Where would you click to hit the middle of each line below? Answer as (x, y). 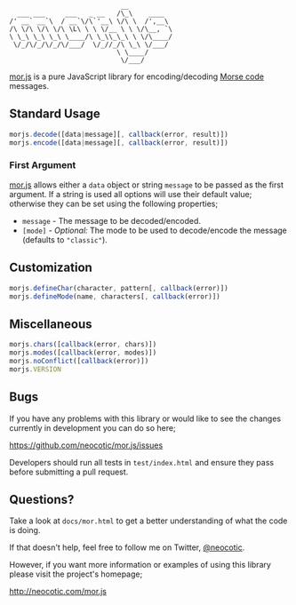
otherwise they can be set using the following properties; (114, 203)
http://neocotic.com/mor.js (58, 592)
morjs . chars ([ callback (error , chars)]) (83, 345)
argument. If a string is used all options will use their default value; (131, 194)
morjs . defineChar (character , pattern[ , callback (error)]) (119, 288)
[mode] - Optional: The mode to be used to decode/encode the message (154, 230)
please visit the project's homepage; (76, 574)
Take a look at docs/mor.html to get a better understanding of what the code (148, 521)
